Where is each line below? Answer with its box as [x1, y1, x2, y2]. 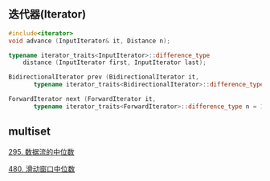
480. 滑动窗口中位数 [8, 163, 76, 174]
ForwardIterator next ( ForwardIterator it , [8, 95, 157, 103]
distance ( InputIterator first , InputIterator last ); [22, 58, 207, 66]
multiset [8, 125, 51, 139]
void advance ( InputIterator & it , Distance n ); [8, 37, 171, 45]
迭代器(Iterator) [8, 7, 87, 22]
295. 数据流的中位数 [8, 147, 75, 156]
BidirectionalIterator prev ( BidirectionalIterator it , [8, 73, 199, 82]
